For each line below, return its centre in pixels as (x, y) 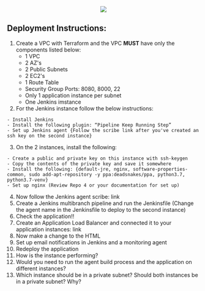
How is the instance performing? (57, 255)
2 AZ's (33, 63)
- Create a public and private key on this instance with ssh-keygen (98, 158)
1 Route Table (42, 82)
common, (17, 174)
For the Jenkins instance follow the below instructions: (84, 108)
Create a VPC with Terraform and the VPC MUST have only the (95, 43)
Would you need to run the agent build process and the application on (104, 262)
